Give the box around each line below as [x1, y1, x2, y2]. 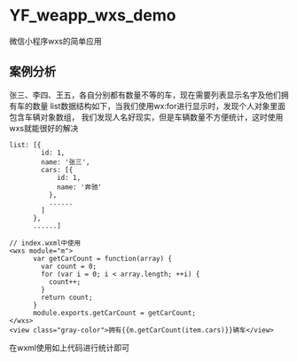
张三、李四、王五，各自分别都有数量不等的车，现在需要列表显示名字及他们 [9, 90, 281, 100]
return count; [41, 293, 93, 302]
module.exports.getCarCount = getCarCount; [32, 308, 197, 318]
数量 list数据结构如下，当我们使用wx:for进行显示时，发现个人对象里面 [32, 100, 286, 111]
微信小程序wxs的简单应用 [9, 35, 102, 46]
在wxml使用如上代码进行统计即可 [9, 342, 130, 353]
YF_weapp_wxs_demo [9, 5, 176, 26]
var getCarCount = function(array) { [32, 254, 173, 263]
